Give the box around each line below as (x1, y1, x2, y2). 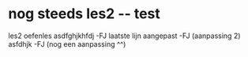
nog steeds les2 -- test (8, 5, 160, 23)
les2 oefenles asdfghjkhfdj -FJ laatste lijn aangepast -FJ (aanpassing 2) (8, 31, 241, 40)
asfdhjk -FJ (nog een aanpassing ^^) (8, 39, 126, 48)
